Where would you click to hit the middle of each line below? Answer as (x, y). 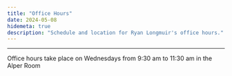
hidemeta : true (29, 26)
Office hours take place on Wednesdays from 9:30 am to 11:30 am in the (110, 58)
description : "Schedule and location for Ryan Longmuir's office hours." (116, 33)
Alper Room (24, 66)
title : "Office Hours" (40, 13)
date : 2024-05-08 (32, 20)
